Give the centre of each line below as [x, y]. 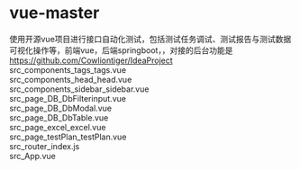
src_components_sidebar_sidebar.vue [79, 89]
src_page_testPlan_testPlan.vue [68, 137]
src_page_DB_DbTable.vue [59, 117]
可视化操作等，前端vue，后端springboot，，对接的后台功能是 [121, 50]
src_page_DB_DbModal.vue [61, 108]
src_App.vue [32, 156]
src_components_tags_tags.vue [68, 69]
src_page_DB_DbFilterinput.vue [68, 98]
